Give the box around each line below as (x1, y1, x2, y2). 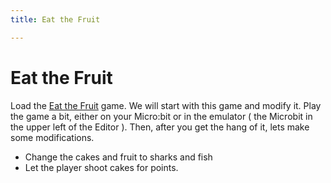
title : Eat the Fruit (10, 14, 101, 25)
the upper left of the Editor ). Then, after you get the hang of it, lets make (10, 121, 310, 133)
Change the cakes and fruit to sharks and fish (24, 151, 213, 163)
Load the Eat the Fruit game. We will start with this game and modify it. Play (10, 99, 322, 111)
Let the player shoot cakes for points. (24, 161, 179, 173)
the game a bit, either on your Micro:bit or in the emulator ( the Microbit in (10, 110, 313, 122)
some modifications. (10, 131, 95, 143)
